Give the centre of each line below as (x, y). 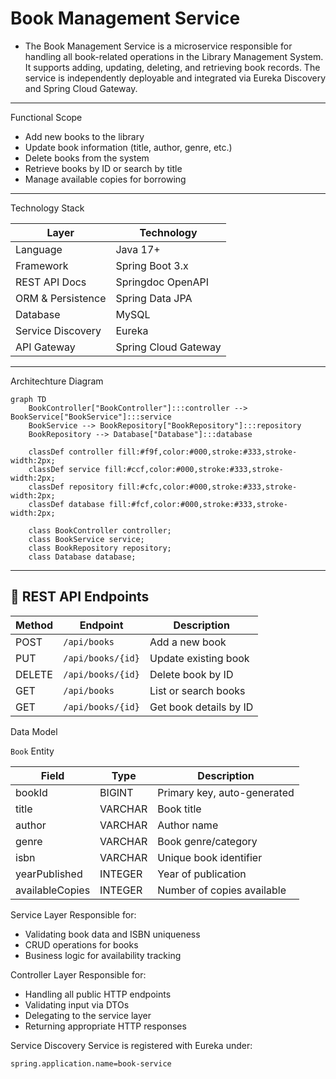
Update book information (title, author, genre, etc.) (128, 147)
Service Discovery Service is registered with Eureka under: (131, 1045)
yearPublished (49, 874)
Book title (179, 809)
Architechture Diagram (57, 381)
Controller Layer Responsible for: (78, 974)
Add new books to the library (84, 136)
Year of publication (202, 874)
